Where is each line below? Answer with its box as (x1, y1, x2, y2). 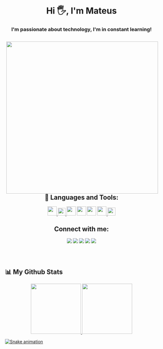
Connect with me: (54, 225, 109, 233)
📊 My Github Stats (5, 268, 63, 276)
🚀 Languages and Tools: (44, 193, 119, 202)
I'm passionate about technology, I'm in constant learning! (11, 26, 152, 33)
